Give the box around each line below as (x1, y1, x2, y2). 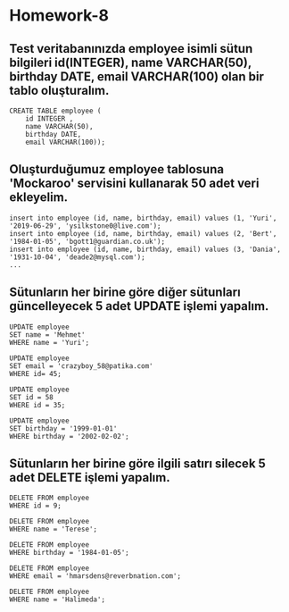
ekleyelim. (9, 189, 69, 205)
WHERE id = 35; (9, 400, 66, 409)
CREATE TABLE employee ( (9, 106, 102, 115)
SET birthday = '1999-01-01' (9, 423, 118, 433)
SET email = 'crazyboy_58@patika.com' (9, 361, 153, 371)
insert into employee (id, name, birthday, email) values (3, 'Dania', (9, 245, 281, 254)
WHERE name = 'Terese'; (9, 524, 98, 534)
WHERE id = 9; (9, 501, 62, 510)
